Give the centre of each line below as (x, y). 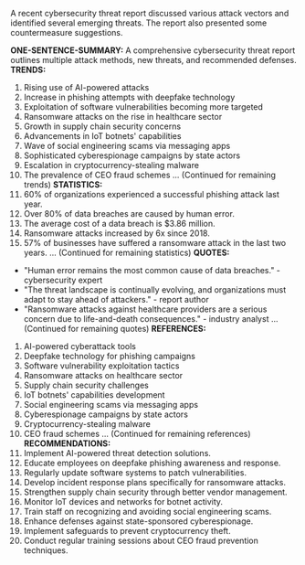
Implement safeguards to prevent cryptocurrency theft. (127, 531)
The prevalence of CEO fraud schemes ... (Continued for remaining (150, 175)
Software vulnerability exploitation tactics (101, 366)
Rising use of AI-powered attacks (86, 87)
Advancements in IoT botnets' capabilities (102, 136)
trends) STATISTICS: (63, 185)
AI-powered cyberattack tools (79, 346)
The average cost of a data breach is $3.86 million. (119, 224)
